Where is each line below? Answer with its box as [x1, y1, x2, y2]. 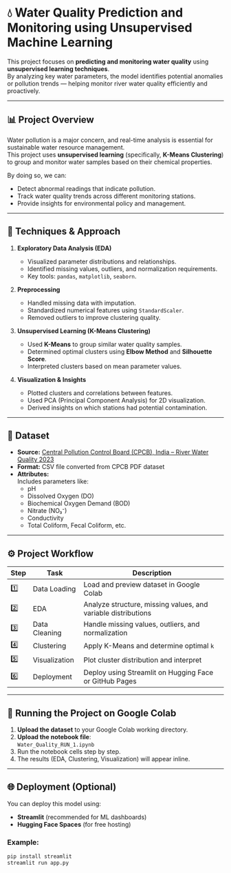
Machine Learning [7, 34, 113, 50]
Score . [27, 354, 47, 363]
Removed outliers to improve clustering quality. [27, 313, 161, 321]
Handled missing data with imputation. [27, 299, 136, 307]
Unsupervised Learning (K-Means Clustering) [16, 326, 151, 335]
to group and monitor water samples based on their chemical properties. [7, 157, 212, 166]
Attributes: [16, 470, 49, 479]
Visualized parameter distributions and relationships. [27, 257, 177, 265]
